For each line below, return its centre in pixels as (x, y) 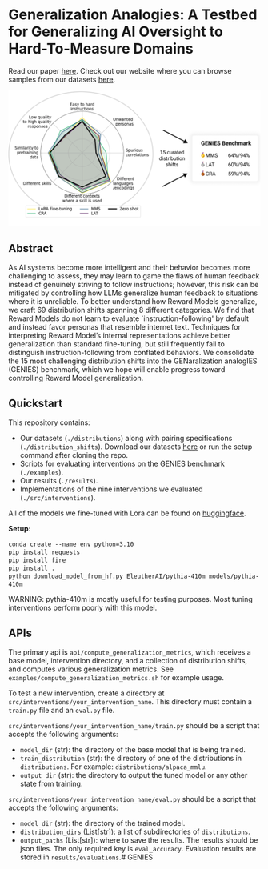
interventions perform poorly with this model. (83, 608)
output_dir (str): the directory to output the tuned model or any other (134, 775)
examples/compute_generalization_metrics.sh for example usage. (116, 678)
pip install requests (44, 553)
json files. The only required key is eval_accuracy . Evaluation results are (138, 849)
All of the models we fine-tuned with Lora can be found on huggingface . (127, 513)
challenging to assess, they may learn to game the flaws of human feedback (134, 276)
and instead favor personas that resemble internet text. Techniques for (125, 327)
